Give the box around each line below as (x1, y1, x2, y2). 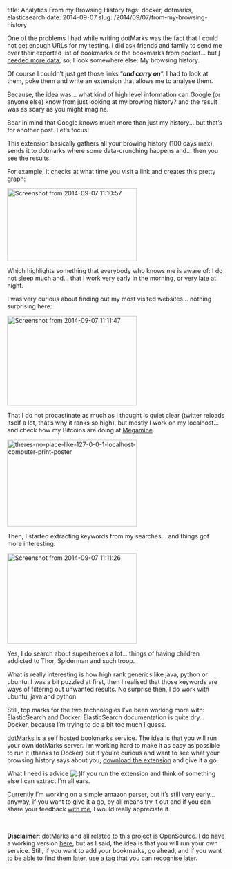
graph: (7, 175, 26, 183)
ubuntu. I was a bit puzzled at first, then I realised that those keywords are (7, 678, 218, 685)
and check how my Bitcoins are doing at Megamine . (7, 426, 155, 434)
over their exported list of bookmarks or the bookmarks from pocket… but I (7, 49, 220, 57)
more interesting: (7, 540, 56, 547)
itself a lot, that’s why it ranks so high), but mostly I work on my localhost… (7, 419, 220, 427)
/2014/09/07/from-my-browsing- (113, 13, 208, 21)
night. (7, 281, 24, 290)
